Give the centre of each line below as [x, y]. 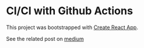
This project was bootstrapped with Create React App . [72, 27]
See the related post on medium [45, 39]
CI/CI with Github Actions [70, 11]
